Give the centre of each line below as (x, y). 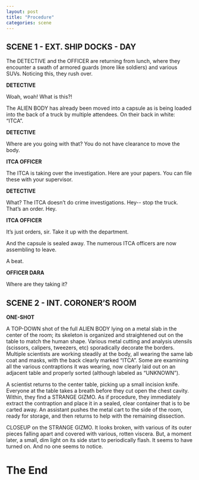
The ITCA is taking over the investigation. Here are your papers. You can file (99, 173)
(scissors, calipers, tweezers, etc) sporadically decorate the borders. (91, 348)
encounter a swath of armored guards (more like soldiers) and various (92, 67)
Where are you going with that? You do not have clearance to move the (93, 144)
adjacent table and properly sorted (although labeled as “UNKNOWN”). (93, 373)
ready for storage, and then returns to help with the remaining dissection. (96, 416)
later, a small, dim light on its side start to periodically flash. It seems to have (99, 440)
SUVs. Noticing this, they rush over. (50, 74)
